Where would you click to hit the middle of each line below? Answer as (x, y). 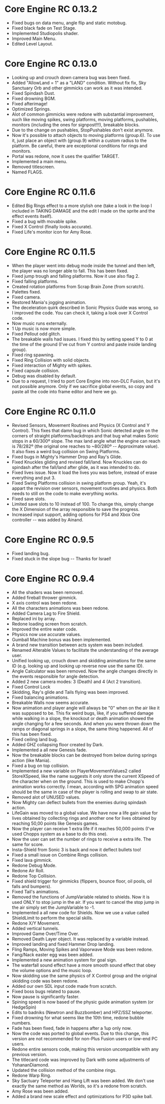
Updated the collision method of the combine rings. (64, 1070)
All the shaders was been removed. (48, 592)
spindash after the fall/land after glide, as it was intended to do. (76, 467)
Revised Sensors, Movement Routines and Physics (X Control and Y (81, 425)
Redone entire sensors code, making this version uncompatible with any (85, 1049)
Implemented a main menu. (40, 161)
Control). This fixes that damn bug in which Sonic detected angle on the (85, 430)
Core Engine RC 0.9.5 (49, 539)
